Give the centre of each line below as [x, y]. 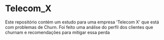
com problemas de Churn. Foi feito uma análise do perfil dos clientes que [79, 27]
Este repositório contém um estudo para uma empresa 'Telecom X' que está [82, 22]
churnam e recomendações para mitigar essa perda [57, 32]
